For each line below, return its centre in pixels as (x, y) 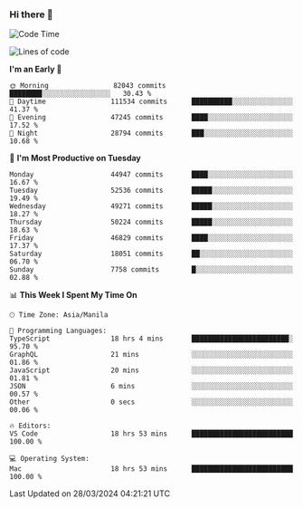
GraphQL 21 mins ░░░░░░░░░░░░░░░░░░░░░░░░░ (151, 355)
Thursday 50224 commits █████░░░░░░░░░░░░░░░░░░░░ (151, 222)
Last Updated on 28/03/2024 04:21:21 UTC (90, 494)
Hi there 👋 (32, 14)
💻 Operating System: (50, 459)
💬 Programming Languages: (58, 331)
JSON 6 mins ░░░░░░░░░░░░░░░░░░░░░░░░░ (151, 387)
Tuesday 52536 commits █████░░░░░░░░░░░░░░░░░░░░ (151, 191)
